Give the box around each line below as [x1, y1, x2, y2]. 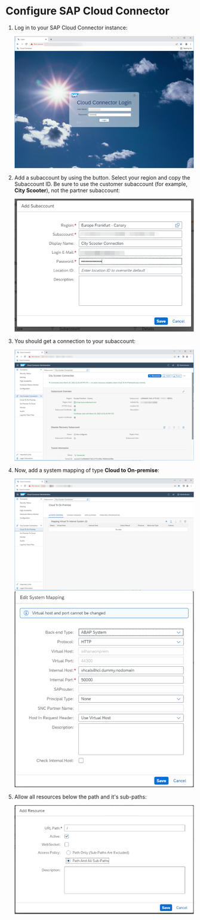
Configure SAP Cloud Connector [5, 4, 170, 18]
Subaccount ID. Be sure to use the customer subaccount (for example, [14, 180, 187, 187]
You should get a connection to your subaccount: [14, 337, 136, 345]
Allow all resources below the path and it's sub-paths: [14, 793, 147, 800]
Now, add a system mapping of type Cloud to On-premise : [14, 467, 159, 474]
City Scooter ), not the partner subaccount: [14, 187, 121, 194]
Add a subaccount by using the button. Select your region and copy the [14, 174, 190, 181]
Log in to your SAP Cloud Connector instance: [14, 24, 128, 31]
